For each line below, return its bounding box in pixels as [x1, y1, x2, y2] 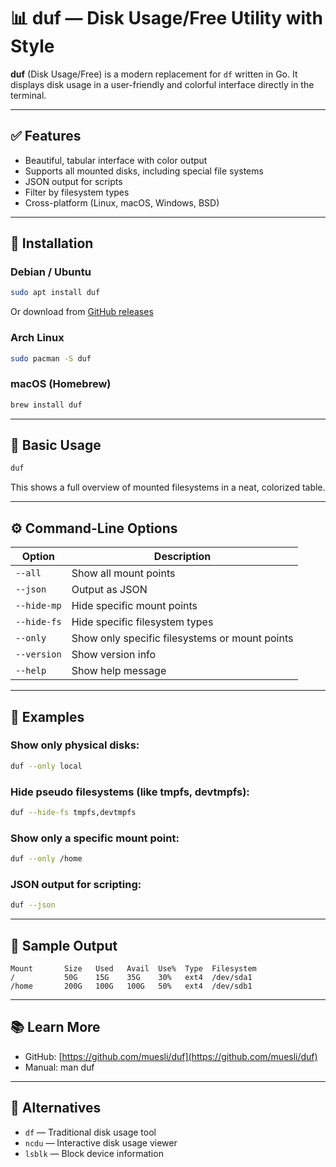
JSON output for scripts [24, 175, 123, 187]
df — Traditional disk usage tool [24, 1126, 157, 1138]
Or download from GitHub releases [10, 306, 154, 318]
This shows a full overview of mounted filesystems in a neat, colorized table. [10, 481, 326, 494]
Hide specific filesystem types [71, 615, 214, 629]
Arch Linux [10, 331, 65, 345]
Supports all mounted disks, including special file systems [24, 165, 264, 177]
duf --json [10, 900, 56, 910]
